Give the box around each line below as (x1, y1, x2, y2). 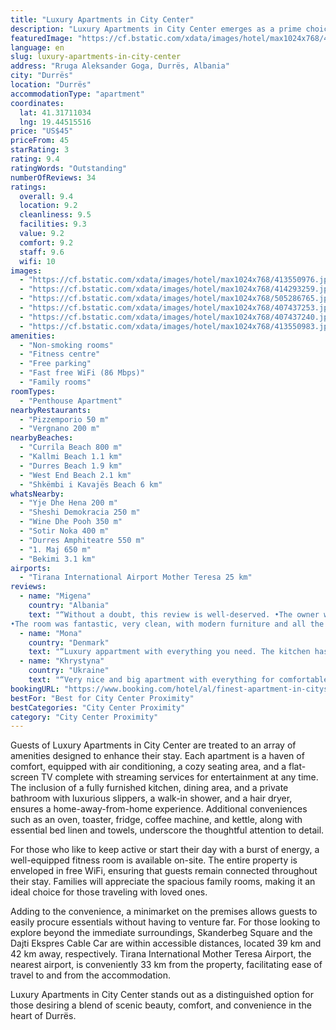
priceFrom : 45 (10, 136, 70, 146)
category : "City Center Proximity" (10, 712, 159, 722)
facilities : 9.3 (19, 219, 87, 230)
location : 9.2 (19, 201, 78, 211)
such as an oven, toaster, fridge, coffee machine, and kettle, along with (10, 814, 303, 826)
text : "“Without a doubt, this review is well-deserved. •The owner (28, 609, 320, 620)
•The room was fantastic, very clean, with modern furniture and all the (10, 619, 325, 629)
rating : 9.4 (10, 154, 60, 164)
